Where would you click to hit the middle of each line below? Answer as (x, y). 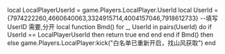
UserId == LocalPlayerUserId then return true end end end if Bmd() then (110, 35)
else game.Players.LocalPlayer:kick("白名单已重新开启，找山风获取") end (112, 43)
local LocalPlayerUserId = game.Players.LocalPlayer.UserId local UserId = (113, 10)
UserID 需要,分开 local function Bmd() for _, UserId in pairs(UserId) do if (109, 27)
